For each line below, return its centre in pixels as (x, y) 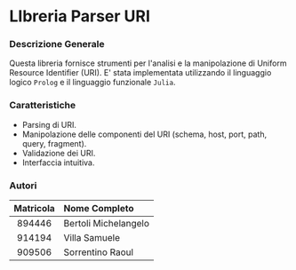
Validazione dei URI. (59, 153)
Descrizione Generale (57, 44)
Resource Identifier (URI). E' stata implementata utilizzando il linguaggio (140, 73)
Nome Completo (99, 209)
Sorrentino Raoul (99, 252)
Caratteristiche (43, 106)
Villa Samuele (92, 238)
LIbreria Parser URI (80, 16)
